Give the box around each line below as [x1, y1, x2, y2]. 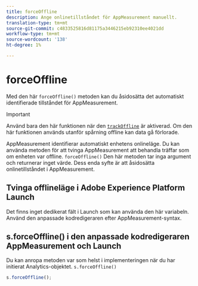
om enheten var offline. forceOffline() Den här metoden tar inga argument [6, 153, 191, 160]
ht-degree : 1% [6, 42, 42, 48]
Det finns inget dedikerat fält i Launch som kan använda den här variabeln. [6, 208, 189, 215]
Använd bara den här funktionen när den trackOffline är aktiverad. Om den [6, 122, 193, 129]
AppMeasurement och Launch [6, 241, 122, 251]
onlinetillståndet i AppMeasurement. [6, 165, 95, 173]
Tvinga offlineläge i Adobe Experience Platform [6, 183, 185, 193]
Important [6, 110, 30, 118]
